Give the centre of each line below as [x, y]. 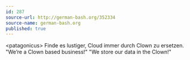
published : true [26, 28]
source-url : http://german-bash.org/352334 [61, 17]
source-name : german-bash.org [43, 23]
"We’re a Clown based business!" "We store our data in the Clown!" [88, 52]
